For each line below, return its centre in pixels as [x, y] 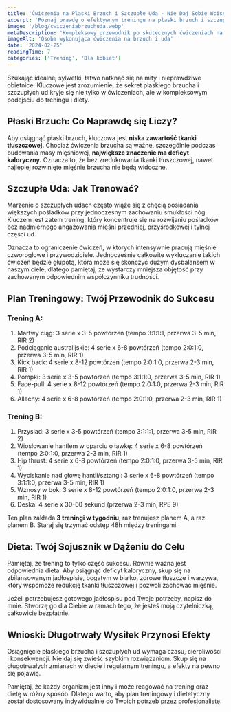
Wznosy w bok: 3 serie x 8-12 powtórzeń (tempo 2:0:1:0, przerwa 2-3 [115, 490]
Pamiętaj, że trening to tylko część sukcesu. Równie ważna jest [97, 564]
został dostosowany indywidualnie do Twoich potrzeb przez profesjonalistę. [114, 701]
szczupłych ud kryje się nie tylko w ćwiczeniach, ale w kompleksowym [107, 92]
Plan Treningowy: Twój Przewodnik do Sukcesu [111, 299]
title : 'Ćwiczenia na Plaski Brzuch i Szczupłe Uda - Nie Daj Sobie [107, 13]
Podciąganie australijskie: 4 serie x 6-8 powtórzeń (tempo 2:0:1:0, [110, 348]
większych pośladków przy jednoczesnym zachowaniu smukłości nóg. [107, 212]
